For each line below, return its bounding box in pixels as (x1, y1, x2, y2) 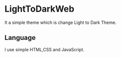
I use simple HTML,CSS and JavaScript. (4, 46, 85, 52)
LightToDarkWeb (4, 3, 75, 15)
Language (4, 34, 36, 42)
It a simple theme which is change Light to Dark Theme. (4, 19, 117, 25)
